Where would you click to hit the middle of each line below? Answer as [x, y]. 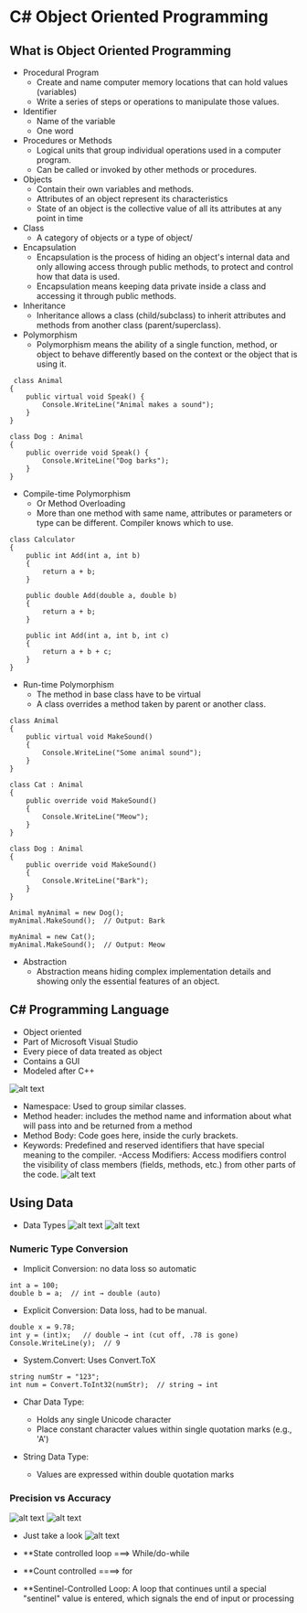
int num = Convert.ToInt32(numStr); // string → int [114, 1384]
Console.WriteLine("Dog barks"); [106, 461]
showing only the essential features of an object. [128, 981]
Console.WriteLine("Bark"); [95, 881]
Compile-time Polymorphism [76, 494]
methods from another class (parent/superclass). [129, 325]
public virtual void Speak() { [85, 397]
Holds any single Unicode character [104, 1419]
